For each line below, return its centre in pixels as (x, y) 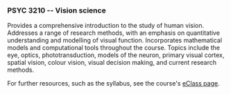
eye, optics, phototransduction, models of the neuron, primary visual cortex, (116, 55)
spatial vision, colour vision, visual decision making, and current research (112, 63)
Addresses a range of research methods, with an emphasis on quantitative (114, 33)
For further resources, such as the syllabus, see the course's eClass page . (113, 84)
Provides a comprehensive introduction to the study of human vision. (106, 26)
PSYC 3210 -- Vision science (57, 10)
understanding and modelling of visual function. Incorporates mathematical (115, 40)
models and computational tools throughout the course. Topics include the (114, 48)
